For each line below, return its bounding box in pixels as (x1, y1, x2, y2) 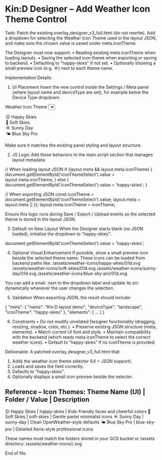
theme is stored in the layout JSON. (5, 216, 76, 222)
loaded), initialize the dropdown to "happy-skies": (12, 230, 112, 237)
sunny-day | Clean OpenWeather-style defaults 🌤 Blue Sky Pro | (5, 419, 135, 425)
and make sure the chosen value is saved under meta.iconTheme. (5, 40, 137, 46)
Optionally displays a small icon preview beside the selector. (12, 374, 133, 380)
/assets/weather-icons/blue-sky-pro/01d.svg (37, 270, 127, 276)
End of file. (5, 450, 27, 456)
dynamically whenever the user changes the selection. (5, 285, 115, 291)
